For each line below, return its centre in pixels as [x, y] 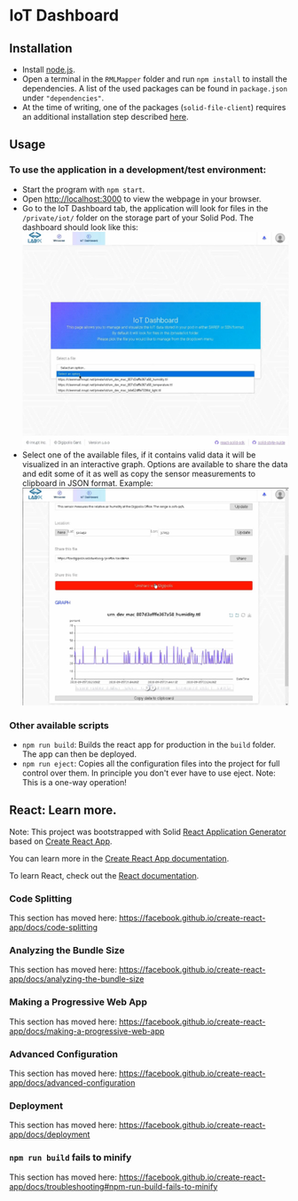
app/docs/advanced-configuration [72, 1083]
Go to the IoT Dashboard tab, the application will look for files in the [145, 208]
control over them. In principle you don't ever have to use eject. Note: [149, 773]
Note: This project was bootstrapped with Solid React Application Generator [148, 831]
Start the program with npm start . [83, 189]
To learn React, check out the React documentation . [104, 875]
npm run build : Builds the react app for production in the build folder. [149, 745]
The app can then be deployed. [79, 754]
